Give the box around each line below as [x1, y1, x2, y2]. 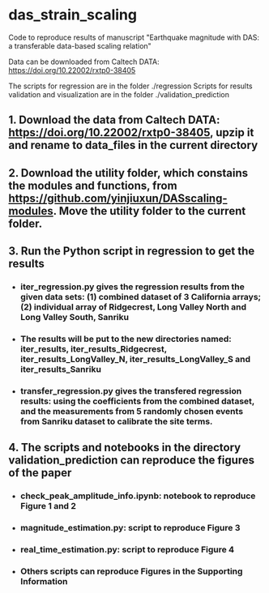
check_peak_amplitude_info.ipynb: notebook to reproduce [19, 490, 256, 501]
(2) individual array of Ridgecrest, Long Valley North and [19, 301, 247, 313]
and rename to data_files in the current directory [8, 139, 258, 152]
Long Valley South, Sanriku [19, 312, 130, 323]
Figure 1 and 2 [19, 501, 77, 512]
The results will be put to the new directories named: [19, 333, 233, 344]
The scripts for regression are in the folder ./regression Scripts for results [8, 81, 253, 91]
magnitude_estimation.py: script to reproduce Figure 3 [19, 523, 241, 534]
